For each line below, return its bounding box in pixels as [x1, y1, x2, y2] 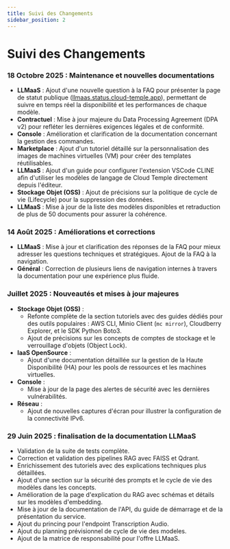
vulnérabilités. [27, 392, 67, 400]
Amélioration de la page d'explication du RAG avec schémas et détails [16, 490, 214, 498]
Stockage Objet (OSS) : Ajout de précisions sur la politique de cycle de [16, 188, 218, 196]
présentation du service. [16, 512, 86, 520]
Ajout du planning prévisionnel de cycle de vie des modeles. [16, 526, 187, 535]
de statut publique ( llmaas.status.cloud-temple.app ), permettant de [16, 93, 207, 102]
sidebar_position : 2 [7, 16, 66, 23]
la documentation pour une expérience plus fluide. [16, 272, 159, 280]
